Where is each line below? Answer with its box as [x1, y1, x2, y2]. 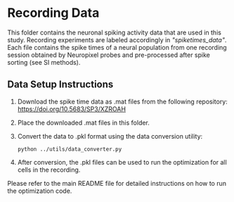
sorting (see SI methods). [7, 58, 81, 66]
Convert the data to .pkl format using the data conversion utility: [17, 132, 203, 140]
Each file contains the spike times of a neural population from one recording [7, 43, 227, 51]
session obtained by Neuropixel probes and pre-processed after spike [7, 51, 211, 59]
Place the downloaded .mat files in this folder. [17, 118, 150, 127]
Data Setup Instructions [7, 79, 114, 91]
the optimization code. [7, 187, 72, 195]
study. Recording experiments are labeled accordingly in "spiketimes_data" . [7, 35, 227, 44]
